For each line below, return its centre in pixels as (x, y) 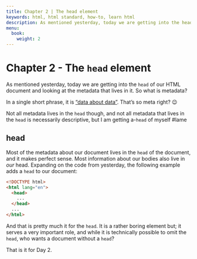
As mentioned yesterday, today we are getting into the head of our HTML (93, 84)
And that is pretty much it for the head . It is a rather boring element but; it (94, 226)
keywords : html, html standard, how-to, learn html (70, 17)
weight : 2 (29, 39)
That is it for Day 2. (29, 250)
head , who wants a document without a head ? (60, 238)
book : (18, 34)
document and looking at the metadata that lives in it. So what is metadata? (97, 90)
